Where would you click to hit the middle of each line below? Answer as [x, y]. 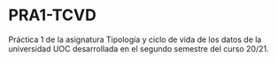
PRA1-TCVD [52, 15]
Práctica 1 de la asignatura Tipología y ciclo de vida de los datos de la [135, 39]
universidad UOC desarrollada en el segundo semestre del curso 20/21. [139, 48]
